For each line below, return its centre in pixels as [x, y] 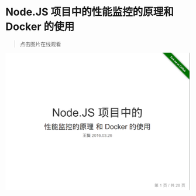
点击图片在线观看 [40, 44]
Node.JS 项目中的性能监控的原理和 [90, 12]
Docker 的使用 [40, 27]
